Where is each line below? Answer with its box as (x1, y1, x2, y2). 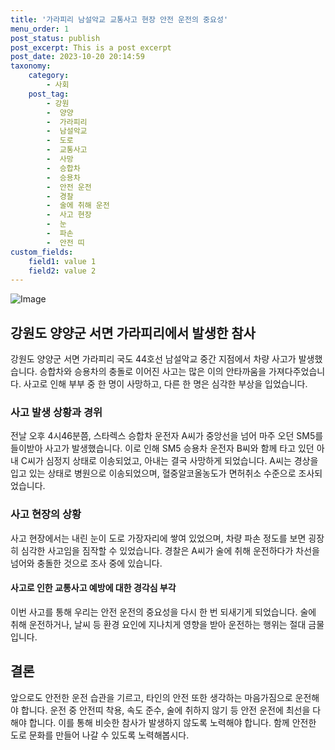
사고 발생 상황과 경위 (10, 405, 103, 419)
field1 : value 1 (28, 256, 97, 266)
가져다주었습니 (268, 366, 326, 378)
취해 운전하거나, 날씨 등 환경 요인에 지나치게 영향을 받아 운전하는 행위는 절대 (10, 618, 307, 630)
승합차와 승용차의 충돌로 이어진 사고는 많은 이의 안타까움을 (39, 366, 267, 378)
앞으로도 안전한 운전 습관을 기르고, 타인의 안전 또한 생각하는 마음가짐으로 (10, 691, 293, 703)
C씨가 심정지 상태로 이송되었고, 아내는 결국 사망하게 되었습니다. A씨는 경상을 (20, 455, 319, 467)
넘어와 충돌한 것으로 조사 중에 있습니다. (10, 557, 163, 569)
